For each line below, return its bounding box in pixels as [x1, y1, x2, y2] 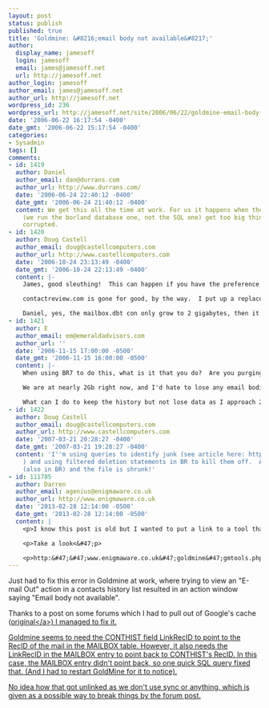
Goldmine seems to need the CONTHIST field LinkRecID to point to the [8, 633, 241, 642]
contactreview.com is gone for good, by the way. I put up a [22, 295, 235, 303]
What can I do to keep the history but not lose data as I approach [22, 398, 256, 406]
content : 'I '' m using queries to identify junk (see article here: [15, 450, 246, 458]
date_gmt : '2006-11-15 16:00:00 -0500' [15, 354, 149, 362]
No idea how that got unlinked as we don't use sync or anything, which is [8, 682, 250, 692]
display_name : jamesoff [15, 49, 94, 57]
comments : [8, 153, 42, 161]
